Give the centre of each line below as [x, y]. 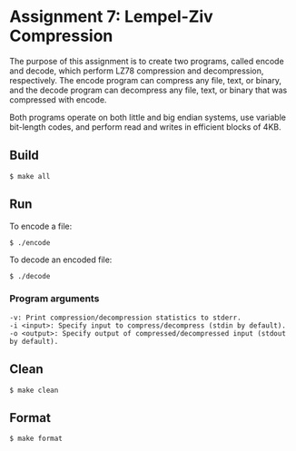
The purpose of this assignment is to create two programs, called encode [147, 61]
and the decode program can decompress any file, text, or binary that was [148, 90]
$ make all [30, 176]
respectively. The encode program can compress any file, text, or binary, [145, 80]
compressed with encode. [58, 99]
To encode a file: [41, 226]
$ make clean [34, 390]
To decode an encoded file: [61, 260]
